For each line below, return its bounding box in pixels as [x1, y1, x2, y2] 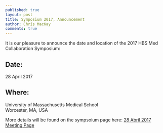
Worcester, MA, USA [5, 107, 48, 113]
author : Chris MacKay [5, 21, 51, 27]
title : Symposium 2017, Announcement [5, 17, 85, 22]
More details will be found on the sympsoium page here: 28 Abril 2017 [5, 117, 151, 123]
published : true [5, 7, 39, 13]
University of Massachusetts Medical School [5, 102, 99, 108]
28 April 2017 [5, 73, 33, 79]
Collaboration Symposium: [5, 46, 61, 52]
